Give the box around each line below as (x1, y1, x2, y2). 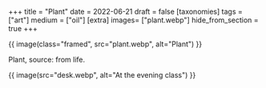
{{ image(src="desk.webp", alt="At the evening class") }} (8, 70, 196, 79)
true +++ (8, 24, 38, 33)
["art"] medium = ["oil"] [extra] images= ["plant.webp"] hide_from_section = (8, 15, 259, 25)
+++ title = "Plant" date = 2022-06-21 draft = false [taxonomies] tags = (8, 7, 243, 16)
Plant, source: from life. (8, 55, 86, 64)
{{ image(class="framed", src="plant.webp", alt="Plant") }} (8, 39, 203, 49)
